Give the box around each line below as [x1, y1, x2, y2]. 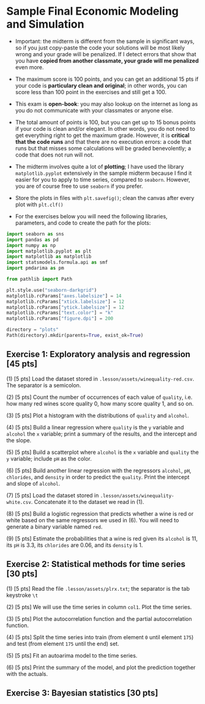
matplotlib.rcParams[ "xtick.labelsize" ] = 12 [6, 298, 124, 305]
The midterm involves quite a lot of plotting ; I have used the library [15, 163, 184, 170]
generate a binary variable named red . [6, 523, 103, 530]
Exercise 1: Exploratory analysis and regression [6, 349, 191, 360]
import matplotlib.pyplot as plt [6, 248, 92, 254]
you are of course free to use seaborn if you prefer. [15, 182, 143, 190]
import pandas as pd [6, 237, 59, 243]
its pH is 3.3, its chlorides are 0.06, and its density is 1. [6, 541, 143, 549]
